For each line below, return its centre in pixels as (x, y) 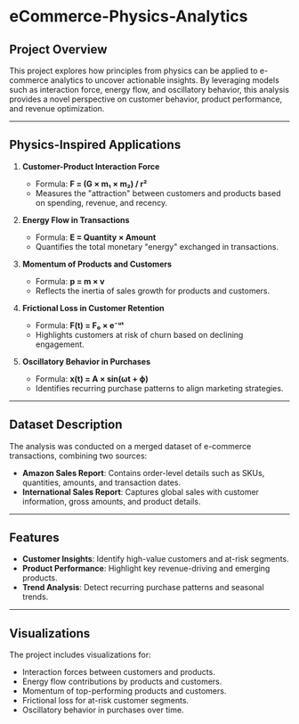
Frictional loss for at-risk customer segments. (105, 701)
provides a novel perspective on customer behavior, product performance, (146, 99)
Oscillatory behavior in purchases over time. (103, 710)
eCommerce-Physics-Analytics (129, 16)
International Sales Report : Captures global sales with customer (141, 491)
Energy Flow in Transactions (76, 219)
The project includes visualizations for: (80, 655)
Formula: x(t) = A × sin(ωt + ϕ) (92, 378)
